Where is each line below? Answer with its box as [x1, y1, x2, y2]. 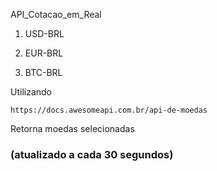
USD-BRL [24, 28, 65, 39]
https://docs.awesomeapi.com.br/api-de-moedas [10, 105, 208, 115]
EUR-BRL [24, 47, 64, 59]
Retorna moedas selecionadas [10, 123, 135, 134]
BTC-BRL [24, 67, 63, 78]
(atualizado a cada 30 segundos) [10, 147, 174, 161]
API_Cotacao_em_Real [10, 9, 102, 20]
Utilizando [10, 86, 53, 98]
